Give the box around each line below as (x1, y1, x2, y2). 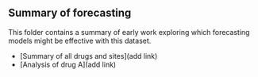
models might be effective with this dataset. (8, 36, 152, 45)
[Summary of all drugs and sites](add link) (19, 51, 158, 60)
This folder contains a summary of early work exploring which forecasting (8, 27, 250, 37)
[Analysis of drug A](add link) (19, 60, 117, 69)
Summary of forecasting (8, 6, 132, 20)
